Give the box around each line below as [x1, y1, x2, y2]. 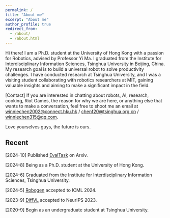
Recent [5, 139, 29, 147]
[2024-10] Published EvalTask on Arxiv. [5, 152, 88, 158]
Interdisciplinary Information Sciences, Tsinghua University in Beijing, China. [5, 61, 165, 67]
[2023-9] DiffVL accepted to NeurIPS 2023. [5, 197, 97, 203]
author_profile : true [5, 21, 51, 27]
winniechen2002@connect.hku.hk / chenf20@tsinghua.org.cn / [5, 108, 139, 115]
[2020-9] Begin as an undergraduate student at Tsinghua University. [5, 207, 149, 213]
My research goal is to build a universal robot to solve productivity [5, 66, 144, 72]
